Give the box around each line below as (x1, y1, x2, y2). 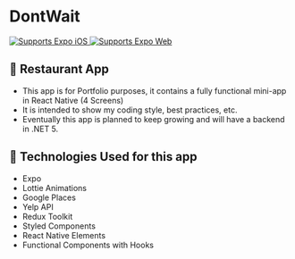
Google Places (21, 192, 76, 203)
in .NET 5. (21, 123, 59, 134)
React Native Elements (21, 230, 105, 240)
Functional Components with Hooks (21, 239, 155, 250)
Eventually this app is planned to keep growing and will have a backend (21, 113, 285, 124)
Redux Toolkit (21, 211, 73, 221)
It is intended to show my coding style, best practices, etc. (21, 104, 238, 115)
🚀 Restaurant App (9, 62, 109, 77)
